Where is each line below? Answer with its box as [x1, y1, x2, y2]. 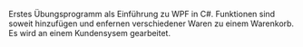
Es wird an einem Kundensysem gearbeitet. [8, 28, 171, 38]
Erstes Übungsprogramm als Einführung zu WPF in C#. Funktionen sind [8, 9, 276, 19]
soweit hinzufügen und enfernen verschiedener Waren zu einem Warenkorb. [8, 18, 295, 29]
